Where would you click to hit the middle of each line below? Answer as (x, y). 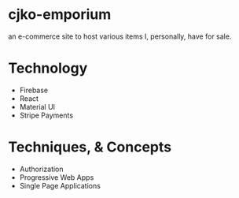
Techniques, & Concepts (90, 147)
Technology (48, 68)
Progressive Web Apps (57, 177)
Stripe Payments (46, 115)
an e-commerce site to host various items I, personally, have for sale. (120, 36)
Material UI (37, 106)
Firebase (34, 90)
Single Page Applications (60, 185)
